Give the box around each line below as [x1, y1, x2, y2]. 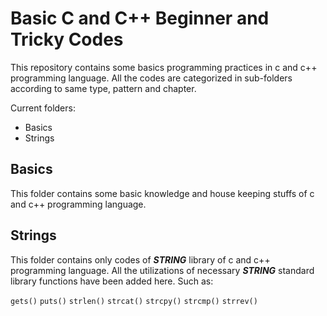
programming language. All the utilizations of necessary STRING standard [10, 264, 315, 276]
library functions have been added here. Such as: [10, 275, 214, 287]
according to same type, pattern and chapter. [10, 82, 197, 94]
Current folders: [10, 102, 76, 114]
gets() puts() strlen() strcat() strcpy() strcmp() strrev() [10, 296, 258, 306]
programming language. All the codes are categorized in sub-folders [10, 72, 293, 84]
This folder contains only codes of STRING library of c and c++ [10, 253, 271, 266]
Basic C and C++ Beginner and [10, 7, 270, 30]
